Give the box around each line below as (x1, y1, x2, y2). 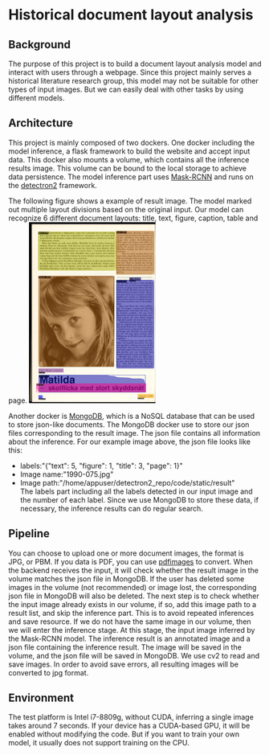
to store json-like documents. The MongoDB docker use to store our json (8, 420, 250, 429)
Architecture (8, 117, 74, 130)
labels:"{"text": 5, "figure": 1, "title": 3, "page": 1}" (19, 461, 183, 470)
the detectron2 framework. (8, 180, 98, 190)
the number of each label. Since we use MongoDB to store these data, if (19, 494, 259, 504)
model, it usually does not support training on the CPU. (8, 738, 190, 748)
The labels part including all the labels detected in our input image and (19, 486, 253, 496)
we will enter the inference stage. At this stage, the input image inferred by (8, 625, 255, 634)
